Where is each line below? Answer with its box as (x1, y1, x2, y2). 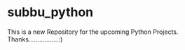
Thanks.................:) (7, 35, 63, 43)
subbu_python (7, 4, 94, 20)
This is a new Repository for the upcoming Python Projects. (7, 27, 179, 36)
